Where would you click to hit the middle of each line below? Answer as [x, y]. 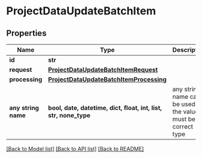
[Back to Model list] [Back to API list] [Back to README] [75, 149]
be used [184, 104]
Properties [26, 33]
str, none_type [69, 115]
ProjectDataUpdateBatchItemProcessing [107, 79]
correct [183, 127]
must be [184, 119]
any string [24, 108]
